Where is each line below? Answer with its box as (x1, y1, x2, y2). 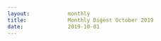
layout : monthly (7, 10, 91, 17)
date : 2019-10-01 (7, 23, 100, 30)
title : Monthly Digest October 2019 (7, 17, 154, 24)
